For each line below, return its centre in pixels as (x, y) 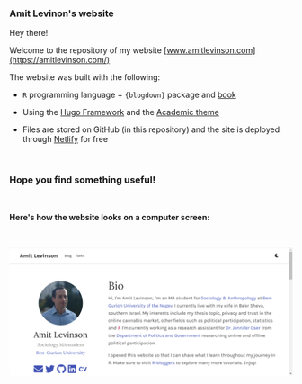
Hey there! (29, 33)
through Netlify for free (65, 139)
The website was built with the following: (85, 77)
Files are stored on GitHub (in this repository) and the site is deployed (151, 129)
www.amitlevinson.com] (211, 50)
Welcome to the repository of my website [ (88, 50)
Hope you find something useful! (82, 180)
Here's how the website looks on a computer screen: (110, 217)
